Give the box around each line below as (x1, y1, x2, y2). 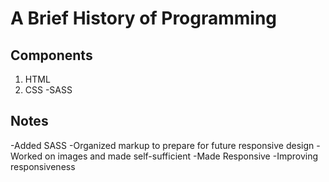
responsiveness (10, 160, 76, 172)
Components (10, 47, 93, 64)
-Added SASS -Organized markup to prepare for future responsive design (10, 139, 315, 151)
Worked (10, 150, 43, 162)
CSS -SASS (24, 84, 73, 96)
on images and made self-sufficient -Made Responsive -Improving (44, 150, 319, 162)
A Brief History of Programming (10, 7, 278, 30)
